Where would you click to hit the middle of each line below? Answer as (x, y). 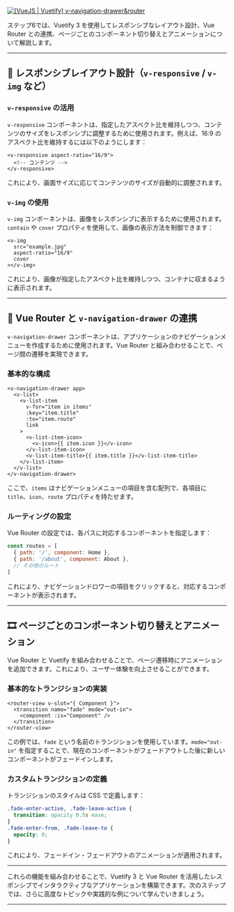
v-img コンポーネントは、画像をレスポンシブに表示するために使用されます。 (116, 218)
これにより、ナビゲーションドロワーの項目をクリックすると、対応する (108, 586)
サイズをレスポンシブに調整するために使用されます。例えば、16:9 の (123, 133)
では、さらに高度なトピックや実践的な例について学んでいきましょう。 (108, 894)
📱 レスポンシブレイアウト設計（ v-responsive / (106, 73)
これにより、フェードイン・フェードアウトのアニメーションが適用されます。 (117, 855)
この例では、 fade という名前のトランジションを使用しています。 (99, 741)
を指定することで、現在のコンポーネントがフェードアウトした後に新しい (122, 750)
